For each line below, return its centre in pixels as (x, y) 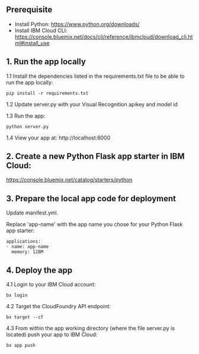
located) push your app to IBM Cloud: (52, 334)
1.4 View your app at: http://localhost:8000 (58, 138)
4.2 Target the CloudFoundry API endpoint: (59, 306)
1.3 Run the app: (26, 116)
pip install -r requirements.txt (47, 93)
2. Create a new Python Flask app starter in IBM (95, 157)
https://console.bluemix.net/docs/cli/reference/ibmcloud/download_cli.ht (104, 37)
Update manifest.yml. (32, 213)
